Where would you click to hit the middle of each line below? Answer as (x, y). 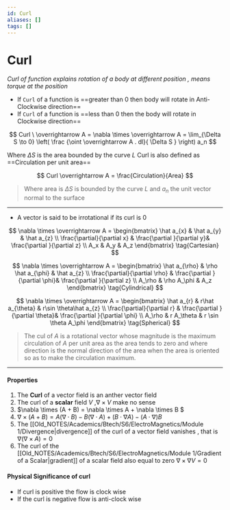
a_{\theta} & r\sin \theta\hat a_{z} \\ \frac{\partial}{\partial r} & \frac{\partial (113, 308)
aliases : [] (24, 20)
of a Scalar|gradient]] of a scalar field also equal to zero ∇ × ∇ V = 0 (112, 461)
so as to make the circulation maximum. (80, 358)
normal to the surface (54, 198)
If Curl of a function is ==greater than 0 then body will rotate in (106, 99)
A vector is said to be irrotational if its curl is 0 (82, 218)
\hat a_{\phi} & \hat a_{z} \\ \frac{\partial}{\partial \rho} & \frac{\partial (113, 273)
